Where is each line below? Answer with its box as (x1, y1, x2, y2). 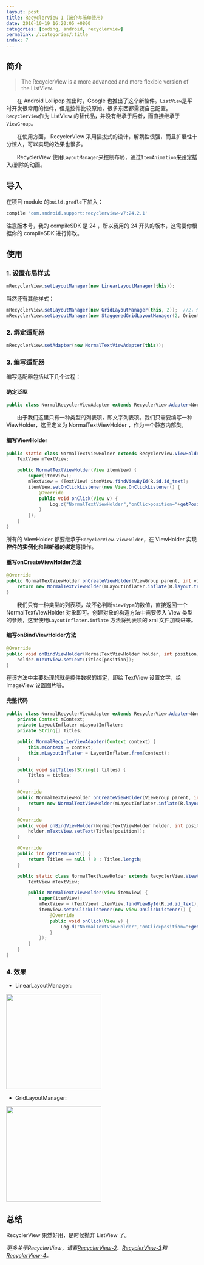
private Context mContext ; (17, 716, 86, 722)
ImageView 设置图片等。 (6, 682, 68, 689)
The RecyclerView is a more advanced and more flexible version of (21, 77, 189, 85)
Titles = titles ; (28, 772, 72, 779)
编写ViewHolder (6, 437, 48, 444)
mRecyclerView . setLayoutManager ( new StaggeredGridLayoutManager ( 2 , (6, 312, 181, 319)
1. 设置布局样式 (6, 269, 50, 277)
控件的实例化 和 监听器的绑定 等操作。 (6, 543, 97, 551)
